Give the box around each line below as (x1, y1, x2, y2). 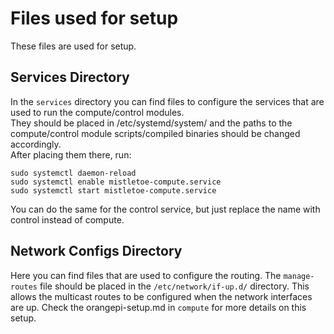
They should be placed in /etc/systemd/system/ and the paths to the (10, 117, 293, 129)
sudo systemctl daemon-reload (10, 168, 137, 178)
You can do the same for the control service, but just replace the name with (10, 203, 321, 215)
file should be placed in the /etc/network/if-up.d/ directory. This (39, 280, 310, 292)
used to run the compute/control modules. (10, 106, 185, 118)
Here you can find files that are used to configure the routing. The (10, 269, 282, 281)
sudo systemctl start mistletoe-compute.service (10, 185, 217, 196)
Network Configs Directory (10, 243, 183, 260)
